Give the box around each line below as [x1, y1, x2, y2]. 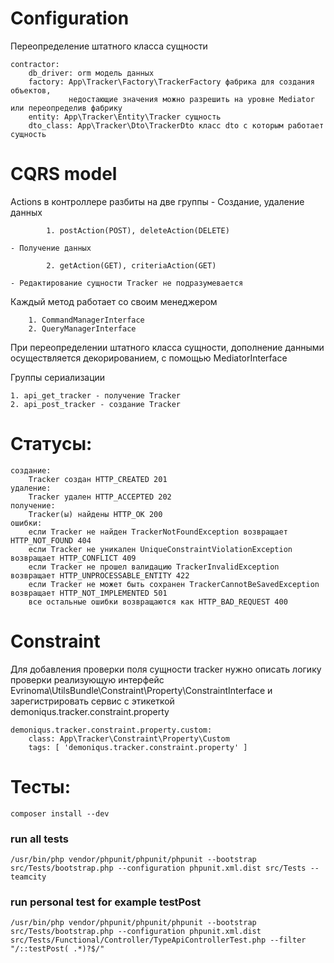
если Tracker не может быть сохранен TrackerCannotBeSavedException [28, 579, 320, 589]
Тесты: [10, 775, 72, 798]
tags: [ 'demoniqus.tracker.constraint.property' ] [28, 742, 248, 752]
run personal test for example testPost [10, 895, 202, 909]
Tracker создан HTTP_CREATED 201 [28, 474, 168, 484]
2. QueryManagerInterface [28, 323, 137, 334]
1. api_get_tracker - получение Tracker [10, 390, 182, 401]
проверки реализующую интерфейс [10, 673, 165, 686]
